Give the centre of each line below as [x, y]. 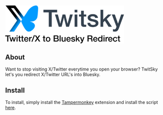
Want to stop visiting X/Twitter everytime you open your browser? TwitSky [81, 69]
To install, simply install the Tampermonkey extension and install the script [82, 102]
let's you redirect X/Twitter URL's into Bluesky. [53, 74]
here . [10, 107]
